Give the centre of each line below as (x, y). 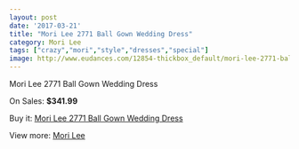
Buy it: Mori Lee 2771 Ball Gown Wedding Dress (97, 118)
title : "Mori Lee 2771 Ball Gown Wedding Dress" (101, 34)
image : (21, 59)
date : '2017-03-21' (45, 26)
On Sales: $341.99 (44, 101)
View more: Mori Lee (48, 135)
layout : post (33, 17)
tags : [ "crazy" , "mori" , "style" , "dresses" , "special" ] (109, 51)
